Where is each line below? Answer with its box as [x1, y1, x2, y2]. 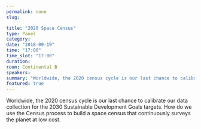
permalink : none [6, 8, 47, 15]
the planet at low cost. [6, 116, 61, 123]
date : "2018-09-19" [6, 42, 55, 48]
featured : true [6, 81, 44, 87]
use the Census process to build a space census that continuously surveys [6, 110, 191, 117]
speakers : [6, 69, 31, 75]
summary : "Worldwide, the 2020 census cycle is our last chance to [6, 75, 178, 81]
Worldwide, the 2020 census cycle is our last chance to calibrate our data [6, 97, 188, 105]
